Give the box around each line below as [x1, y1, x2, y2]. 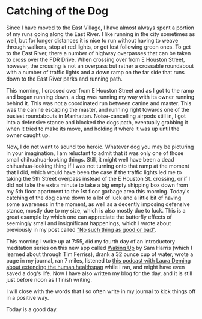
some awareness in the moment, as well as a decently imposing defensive [6, 200, 191, 208]
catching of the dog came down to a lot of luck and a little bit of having [6, 194, 182, 201]
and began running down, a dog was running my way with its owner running [6, 93, 195, 100]
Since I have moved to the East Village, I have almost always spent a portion [6, 24, 194, 31]
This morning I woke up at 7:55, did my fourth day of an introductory [6, 237, 176, 245]
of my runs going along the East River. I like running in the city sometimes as [6, 30, 195, 37]
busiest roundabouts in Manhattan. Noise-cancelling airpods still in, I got [6, 112, 186, 120]
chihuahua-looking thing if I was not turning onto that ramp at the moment [6, 162, 189, 169]
